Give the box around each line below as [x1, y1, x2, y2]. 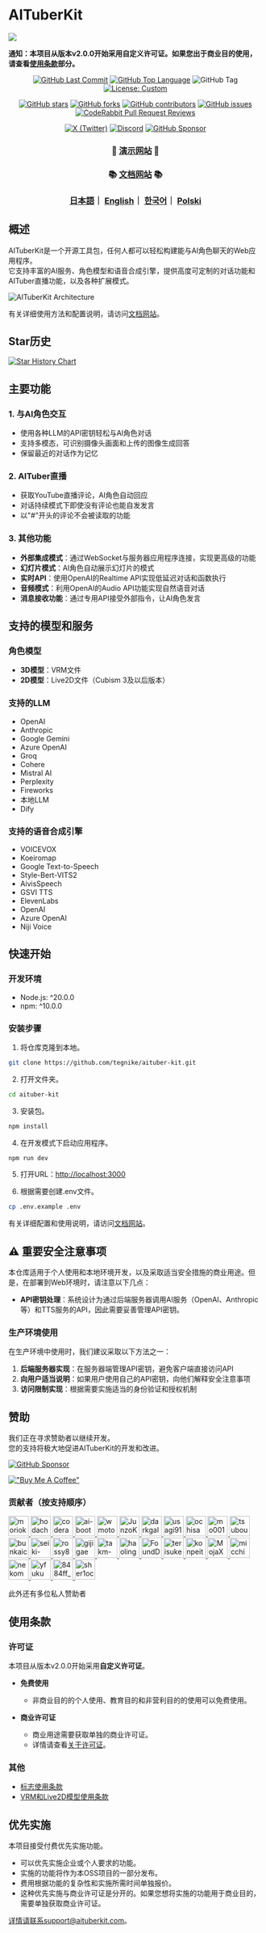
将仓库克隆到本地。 [19, 1042, 85, 1052]
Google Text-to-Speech [19, 861, 99, 871]
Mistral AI [19, 768, 52, 778]
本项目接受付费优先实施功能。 [8, 1841, 107, 1851]
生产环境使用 [8, 1327, 59, 1338]
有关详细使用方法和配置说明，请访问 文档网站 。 [8, 309, 164, 319]
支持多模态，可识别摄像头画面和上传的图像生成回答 [19, 438, 190, 448]
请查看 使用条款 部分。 [8, 58, 79, 68]
